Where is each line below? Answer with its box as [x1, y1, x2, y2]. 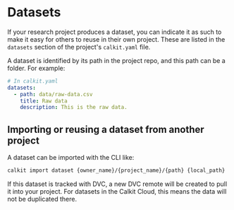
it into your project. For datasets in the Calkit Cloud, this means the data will [7, 187, 227, 195]
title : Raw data [20, 97, 68, 105]
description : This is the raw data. [20, 104, 128, 111]
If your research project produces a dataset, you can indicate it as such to [7, 28, 222, 36]
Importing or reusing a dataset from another [7, 123, 204, 135]
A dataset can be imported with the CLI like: [7, 153, 135, 162]
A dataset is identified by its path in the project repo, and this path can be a [7, 56, 226, 64]
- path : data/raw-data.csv [13, 91, 93, 98]
